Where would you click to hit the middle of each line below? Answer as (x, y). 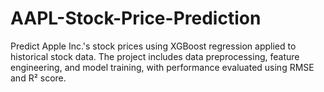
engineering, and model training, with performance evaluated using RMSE (162, 67)
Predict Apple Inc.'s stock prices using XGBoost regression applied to (153, 46)
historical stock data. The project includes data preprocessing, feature (155, 56)
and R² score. (38, 78)
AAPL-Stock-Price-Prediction (136, 18)
